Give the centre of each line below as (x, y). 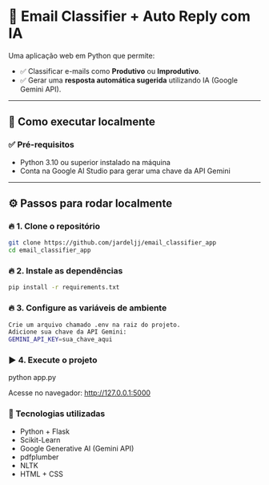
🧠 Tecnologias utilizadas (57, 414)
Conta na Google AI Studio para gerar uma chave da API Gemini (125, 171)
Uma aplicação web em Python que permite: (82, 55)
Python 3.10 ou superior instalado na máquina (95, 162)
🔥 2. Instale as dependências (66, 270)
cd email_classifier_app (50, 251)
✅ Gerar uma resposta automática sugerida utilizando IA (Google (129, 80)
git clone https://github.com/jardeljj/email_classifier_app (112, 243)
